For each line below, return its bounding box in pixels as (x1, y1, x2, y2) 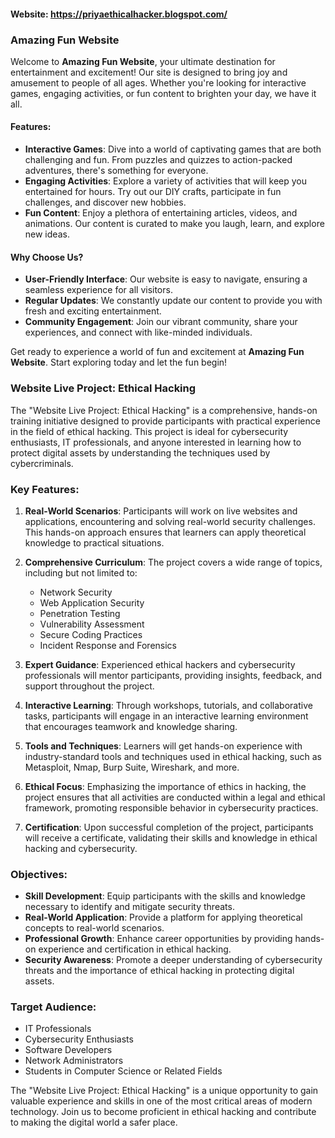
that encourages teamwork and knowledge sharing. (24, 720, 238, 732)
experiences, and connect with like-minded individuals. (24, 326, 253, 339)
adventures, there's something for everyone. (24, 165, 209, 177)
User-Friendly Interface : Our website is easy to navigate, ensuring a (24, 273, 308, 285)
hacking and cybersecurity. (24, 842, 138, 854)
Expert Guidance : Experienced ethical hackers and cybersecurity (24, 658, 296, 670)
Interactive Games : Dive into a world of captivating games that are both (24, 143, 322, 155)
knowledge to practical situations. (24, 536, 165, 549)
